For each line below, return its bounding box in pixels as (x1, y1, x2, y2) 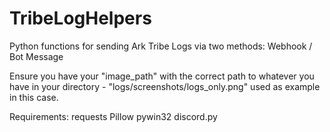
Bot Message (9, 50, 64, 62)
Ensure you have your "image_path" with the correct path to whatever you (9, 70, 315, 82)
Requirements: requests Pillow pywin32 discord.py (9, 110, 218, 122)
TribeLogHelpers (9, 7, 152, 30)
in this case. (9, 91, 59, 103)
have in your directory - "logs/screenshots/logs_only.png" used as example (9, 80, 321, 92)
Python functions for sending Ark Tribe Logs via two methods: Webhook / (9, 40, 313, 52)
